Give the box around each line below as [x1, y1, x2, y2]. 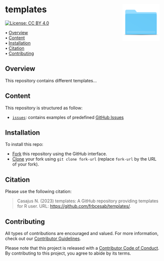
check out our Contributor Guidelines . [5, 236, 81, 241]
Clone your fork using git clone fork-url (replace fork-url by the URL [12, 156, 157, 162]
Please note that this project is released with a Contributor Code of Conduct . [5, 245, 160, 251]
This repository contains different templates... [5, 77, 97, 83]
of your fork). [12, 161, 39, 167]
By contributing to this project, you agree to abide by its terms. [5, 250, 131, 256]
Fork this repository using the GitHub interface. [12, 151, 107, 157]
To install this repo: [5, 142, 44, 147]
